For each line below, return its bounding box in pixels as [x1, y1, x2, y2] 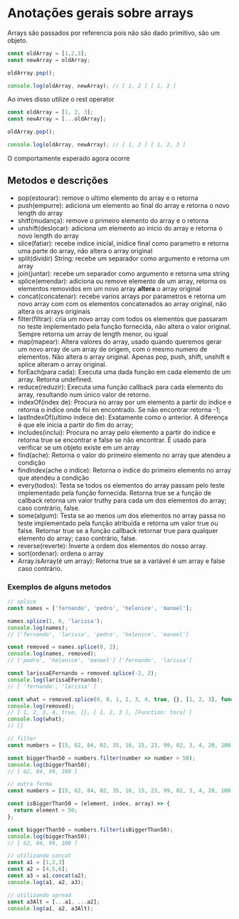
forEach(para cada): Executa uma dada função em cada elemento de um [17, 367, 231, 376]
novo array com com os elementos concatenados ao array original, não [17, 299, 227, 308]
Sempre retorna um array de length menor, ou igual [17, 330, 169, 338]
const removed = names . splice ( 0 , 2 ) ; [7, 644, 119, 651]
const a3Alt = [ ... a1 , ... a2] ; [7, 898, 100, 905]
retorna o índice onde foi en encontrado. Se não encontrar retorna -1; [17, 405, 221, 414]
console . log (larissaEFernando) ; [7, 676, 103, 683]
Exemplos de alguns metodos [7, 582, 112, 592]
